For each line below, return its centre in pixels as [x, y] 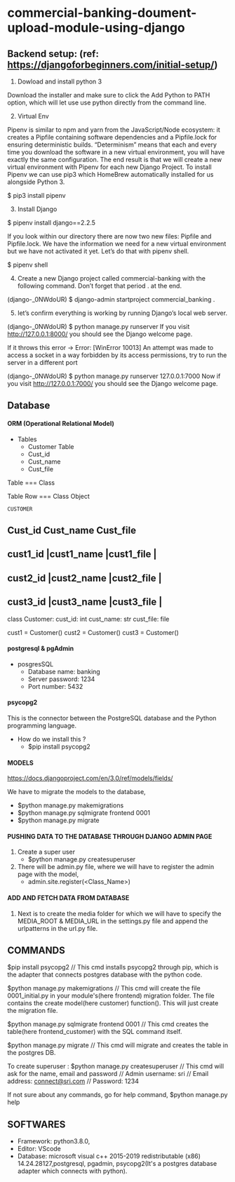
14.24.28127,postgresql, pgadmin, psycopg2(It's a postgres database [117, 1164]
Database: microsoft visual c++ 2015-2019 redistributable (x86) [109, 1156]
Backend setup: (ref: [53, 54]
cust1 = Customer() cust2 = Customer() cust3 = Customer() [93, 632]
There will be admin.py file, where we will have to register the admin [116, 867]
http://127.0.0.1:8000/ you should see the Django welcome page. [100, 334]
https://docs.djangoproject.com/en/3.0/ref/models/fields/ [90, 778]
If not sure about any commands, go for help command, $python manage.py [117, 1095]
